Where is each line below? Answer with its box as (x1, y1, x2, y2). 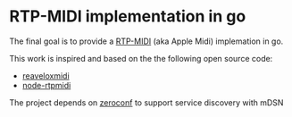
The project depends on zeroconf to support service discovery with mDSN (9, 96, 284, 108)
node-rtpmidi (21, 79, 71, 90)
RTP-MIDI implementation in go (9, 6, 246, 27)
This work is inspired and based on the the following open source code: (9, 53, 273, 63)
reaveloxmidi (21, 70, 70, 81)
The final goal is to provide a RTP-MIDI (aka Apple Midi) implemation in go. (9, 36, 284, 46)
